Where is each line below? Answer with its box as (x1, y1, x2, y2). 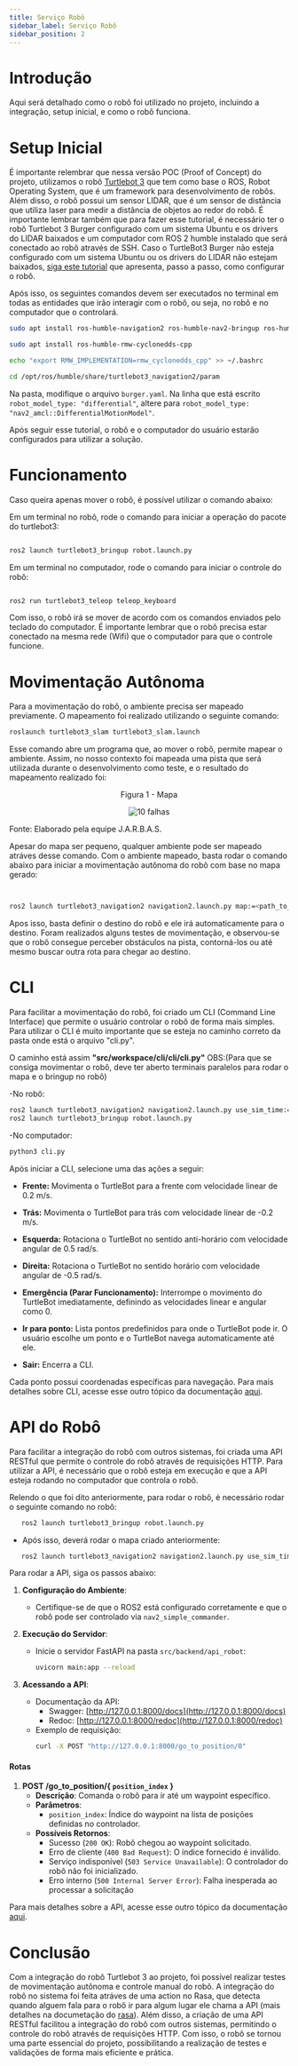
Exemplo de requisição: (35, 1725, 122, 1736)
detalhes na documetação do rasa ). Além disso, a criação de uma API (9, 2009, 264, 2021)
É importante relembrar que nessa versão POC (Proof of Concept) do (9, 167, 262, 178)
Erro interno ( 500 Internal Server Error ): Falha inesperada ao (48, 1875, 278, 1886)
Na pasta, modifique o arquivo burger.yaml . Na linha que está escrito (9, 388, 261, 399)
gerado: (9, 870, 38, 880)
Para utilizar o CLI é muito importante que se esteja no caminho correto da (9, 1026, 281, 1037)
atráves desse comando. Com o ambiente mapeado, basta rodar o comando (9, 850, 288, 862)
